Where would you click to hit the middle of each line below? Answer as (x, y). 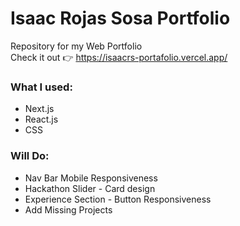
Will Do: (30, 156)
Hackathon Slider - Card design (90, 188)
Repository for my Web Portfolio (76, 46)
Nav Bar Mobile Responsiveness (91, 178)
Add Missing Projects (68, 209)
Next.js (39, 109)
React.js (41, 119)
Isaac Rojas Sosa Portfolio (120, 18)
